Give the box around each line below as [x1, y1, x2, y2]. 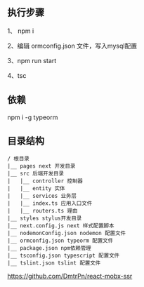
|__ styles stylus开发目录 [7, 215, 82, 222]
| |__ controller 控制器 [7, 178, 83, 185]
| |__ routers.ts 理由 [7, 208, 78, 215]
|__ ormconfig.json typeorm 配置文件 [7, 237, 114, 244]
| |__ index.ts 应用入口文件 [7, 200, 93, 207]
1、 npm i [7, 27, 34, 35]
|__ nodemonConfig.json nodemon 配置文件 [7, 230, 126, 237]
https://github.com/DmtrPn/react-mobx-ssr [7, 272, 133, 281]
